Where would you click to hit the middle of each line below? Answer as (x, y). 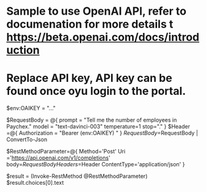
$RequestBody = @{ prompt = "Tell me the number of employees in (92, 120)
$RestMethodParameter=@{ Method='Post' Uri (66, 152)
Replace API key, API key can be (90, 78)
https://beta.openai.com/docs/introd (103, 37)
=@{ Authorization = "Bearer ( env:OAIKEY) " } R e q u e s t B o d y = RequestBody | (102, 133)
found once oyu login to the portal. (96, 91)
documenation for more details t (90, 24)
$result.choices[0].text (35, 183)
